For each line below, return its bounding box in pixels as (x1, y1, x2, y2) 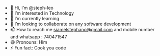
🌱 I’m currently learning (10, 16, 60, 21)
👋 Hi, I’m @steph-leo (10, 5, 54, 11)
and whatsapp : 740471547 (10, 34, 67, 40)
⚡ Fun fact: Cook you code (10, 45, 66, 50)
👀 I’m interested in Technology (10, 10, 74, 16)
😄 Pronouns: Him (10, 39, 47, 45)
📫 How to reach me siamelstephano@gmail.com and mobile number (10, 27, 155, 32)
